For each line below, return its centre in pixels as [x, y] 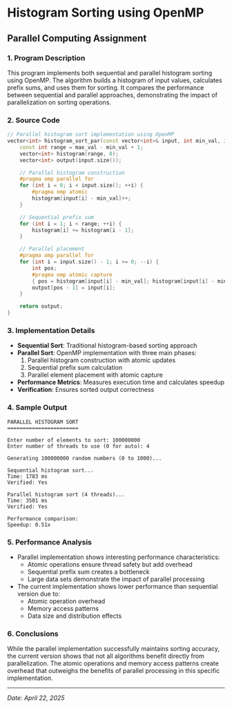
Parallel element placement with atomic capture [95, 375]
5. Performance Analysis [49, 542]
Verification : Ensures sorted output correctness [86, 390]
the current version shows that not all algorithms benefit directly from [106, 656]
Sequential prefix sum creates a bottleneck [88, 571]
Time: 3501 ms [28, 500]
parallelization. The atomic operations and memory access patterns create [113, 663]
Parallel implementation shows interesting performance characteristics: [118, 557]
